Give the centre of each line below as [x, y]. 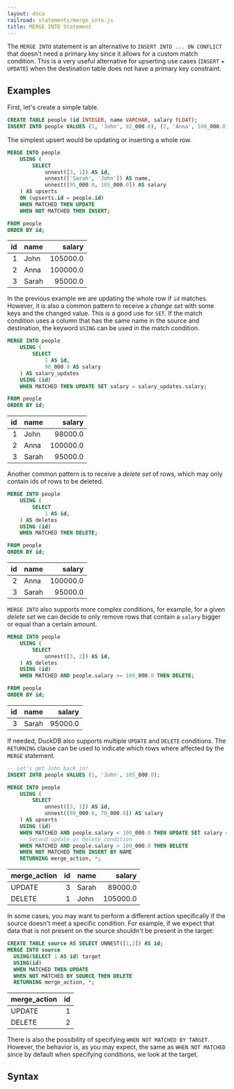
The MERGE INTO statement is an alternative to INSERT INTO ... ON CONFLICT [115, 47]
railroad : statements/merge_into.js [60, 20]
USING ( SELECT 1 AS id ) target [57, 956]
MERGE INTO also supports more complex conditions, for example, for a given [116, 610]
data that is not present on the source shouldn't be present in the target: [111, 931]
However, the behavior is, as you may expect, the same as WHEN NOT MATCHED [117, 1047]
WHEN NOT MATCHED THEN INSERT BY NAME [76, 852]
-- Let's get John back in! [48, 768]
